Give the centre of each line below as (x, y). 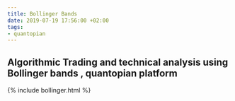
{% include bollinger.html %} (49, 90)
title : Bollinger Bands (42, 14)
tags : (15, 27)
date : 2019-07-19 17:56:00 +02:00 (58, 20)
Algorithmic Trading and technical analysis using (118, 62)
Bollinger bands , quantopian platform (93, 73)
